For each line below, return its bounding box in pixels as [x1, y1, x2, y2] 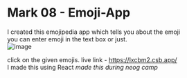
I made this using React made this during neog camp [7, 63, 158, 71]
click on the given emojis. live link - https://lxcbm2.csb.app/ [7, 55, 178, 64]
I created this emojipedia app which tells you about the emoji [7, 28, 181, 36]
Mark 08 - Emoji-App [7, 5, 130, 21]
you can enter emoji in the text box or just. [7, 35, 127, 43]
